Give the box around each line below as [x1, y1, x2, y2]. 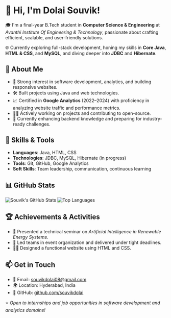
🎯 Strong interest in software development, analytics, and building [12, 79, 152, 85]
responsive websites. [12, 84, 58, 90]
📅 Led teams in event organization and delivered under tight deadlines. [12, 239, 162, 246]
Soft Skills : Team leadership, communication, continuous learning [12, 165, 152, 172]
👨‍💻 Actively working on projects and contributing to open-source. [12, 110, 151, 116]
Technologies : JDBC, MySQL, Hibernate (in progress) [12, 155, 127, 161]
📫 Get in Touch [5, 260, 56, 269]
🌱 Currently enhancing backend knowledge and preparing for [12, 115, 142, 121]
